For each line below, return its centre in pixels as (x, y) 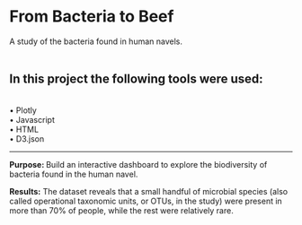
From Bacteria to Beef (92, 17)
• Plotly (23, 110)
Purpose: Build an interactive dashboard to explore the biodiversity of (138, 164)
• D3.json (27, 138)
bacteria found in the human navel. (74, 174)
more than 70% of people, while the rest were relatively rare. (121, 210)
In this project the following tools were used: (136, 79)
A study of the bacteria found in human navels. (96, 41)
